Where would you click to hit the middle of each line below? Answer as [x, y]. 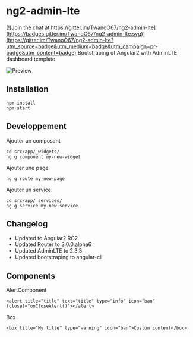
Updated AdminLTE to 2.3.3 [48, 251]
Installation [27, 89]
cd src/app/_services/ [34, 200]
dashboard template [31, 59]
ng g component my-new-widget [44, 157]
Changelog [27, 224]
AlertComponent [26, 290]
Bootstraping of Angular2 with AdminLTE [127, 52]
